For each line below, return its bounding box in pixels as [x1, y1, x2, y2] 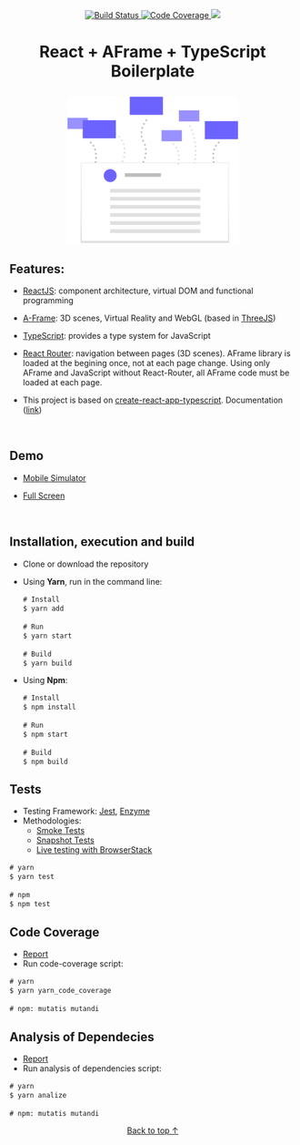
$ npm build [22, 757, 68, 766]
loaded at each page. [22, 377, 103, 387]
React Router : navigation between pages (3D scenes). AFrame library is [22, 348, 291, 359]
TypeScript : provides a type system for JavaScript [22, 331, 211, 341]
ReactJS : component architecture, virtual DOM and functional [22, 285, 254, 296]
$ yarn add [22, 604, 65, 613]
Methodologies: [22, 815, 82, 826]
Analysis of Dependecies [9, 1029, 155, 1045]
